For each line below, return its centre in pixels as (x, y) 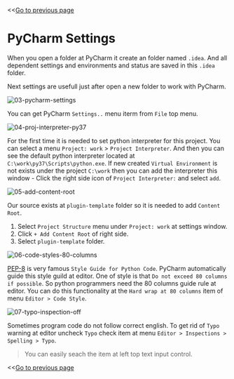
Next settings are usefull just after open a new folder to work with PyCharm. (117, 86)
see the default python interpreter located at (71, 155)
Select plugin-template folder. (61, 241)
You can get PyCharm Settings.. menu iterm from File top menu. (103, 113)
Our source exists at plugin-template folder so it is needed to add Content (114, 205)
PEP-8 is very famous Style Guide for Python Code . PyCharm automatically (117, 268)
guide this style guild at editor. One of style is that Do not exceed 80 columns (117, 276)
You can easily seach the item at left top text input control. (108, 354)
